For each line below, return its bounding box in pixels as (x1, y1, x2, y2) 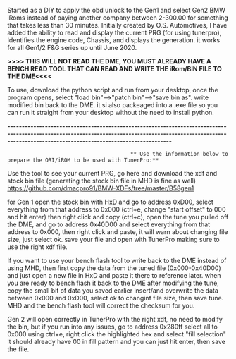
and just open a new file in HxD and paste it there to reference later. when (7, 272, 221, 279)
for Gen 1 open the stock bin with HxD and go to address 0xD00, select (7, 197, 213, 206)
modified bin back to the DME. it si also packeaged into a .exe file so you (7, 101, 218, 109)
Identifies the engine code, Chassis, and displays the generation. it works (7, 36, 221, 44)
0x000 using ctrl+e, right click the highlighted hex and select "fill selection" (7, 330, 227, 338)
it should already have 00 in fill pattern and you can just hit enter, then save (7, 338, 225, 346)
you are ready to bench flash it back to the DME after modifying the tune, (7, 279, 220, 287)
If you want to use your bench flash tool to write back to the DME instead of (7, 257, 227, 264)
